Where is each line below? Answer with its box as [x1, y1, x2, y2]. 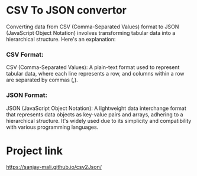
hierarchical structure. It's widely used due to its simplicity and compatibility [6, 117, 192, 124]
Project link [6, 144, 63, 157]
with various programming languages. [6, 123, 99, 131]
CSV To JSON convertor [6, 4, 127, 17]
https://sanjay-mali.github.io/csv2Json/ [6, 164, 102, 171]
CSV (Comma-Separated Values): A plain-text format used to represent [6, 64, 180, 71]
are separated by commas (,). [6, 76, 78, 83]
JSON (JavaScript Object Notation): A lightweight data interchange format [6, 105, 186, 112]
